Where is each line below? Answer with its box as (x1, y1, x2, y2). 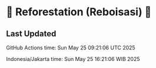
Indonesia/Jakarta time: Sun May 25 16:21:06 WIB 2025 (6, 56, 140, 62)
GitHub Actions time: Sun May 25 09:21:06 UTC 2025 (6, 44, 135, 51)
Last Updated (6, 29, 57, 39)
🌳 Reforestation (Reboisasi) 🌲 (6, 5, 152, 19)
